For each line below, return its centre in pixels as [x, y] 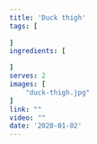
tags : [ [24, 26]
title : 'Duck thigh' [48, 18]
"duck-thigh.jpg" [58, 92]
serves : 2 [28, 76]
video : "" [28, 118]
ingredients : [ [38, 51]
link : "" [26, 109]
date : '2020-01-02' [46, 126]
